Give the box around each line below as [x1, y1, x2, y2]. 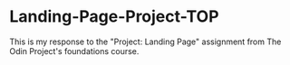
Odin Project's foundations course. [9, 45, 140, 56]
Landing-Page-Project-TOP [9, 6, 219, 27]
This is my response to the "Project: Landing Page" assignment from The [9, 36, 282, 47]
